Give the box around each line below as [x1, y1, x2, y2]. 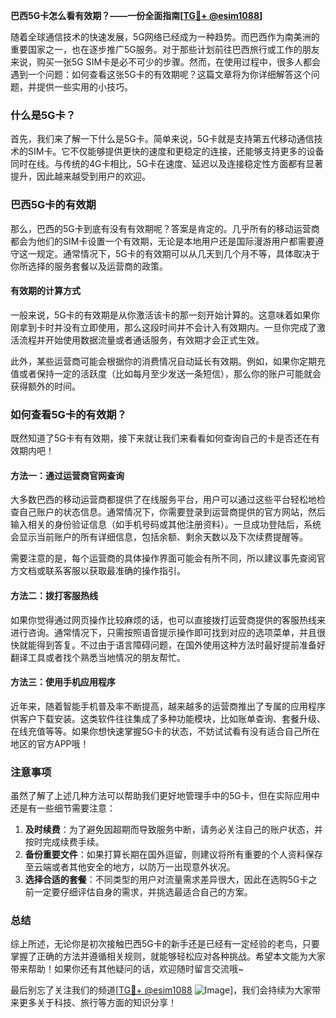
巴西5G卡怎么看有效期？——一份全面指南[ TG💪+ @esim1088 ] [10, 10, 263, 21]
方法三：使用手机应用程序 [10, 676, 116, 688]
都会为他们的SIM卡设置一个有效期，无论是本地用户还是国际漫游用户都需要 [10, 235, 316, 247]
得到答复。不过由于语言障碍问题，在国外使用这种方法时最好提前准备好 [36, 639, 326, 651]
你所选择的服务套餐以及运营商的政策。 [10, 260, 168, 272]
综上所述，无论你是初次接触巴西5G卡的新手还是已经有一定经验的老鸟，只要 [10, 938, 320, 950]
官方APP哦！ [36, 737, 90, 749]
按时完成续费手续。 [24, 836, 105, 848]
